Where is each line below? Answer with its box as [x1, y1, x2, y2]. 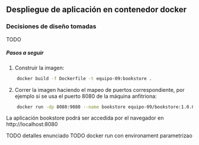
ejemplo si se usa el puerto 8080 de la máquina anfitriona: [14, 93, 157, 100]
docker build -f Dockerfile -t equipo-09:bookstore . [17, 75, 152, 81]
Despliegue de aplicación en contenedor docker [6, 5, 187, 15]
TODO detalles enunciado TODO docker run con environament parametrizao [6, 132, 192, 139]
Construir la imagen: [14, 64, 65, 71]
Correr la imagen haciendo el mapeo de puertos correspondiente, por [14, 86, 185, 93]
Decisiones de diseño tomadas [6, 22, 97, 31]
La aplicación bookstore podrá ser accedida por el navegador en [6, 114, 164, 121]
